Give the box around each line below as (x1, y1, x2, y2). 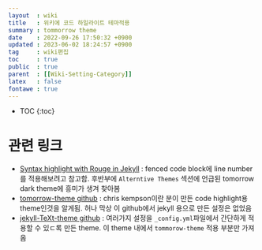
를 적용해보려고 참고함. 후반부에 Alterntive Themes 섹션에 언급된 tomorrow (19, 174, 255, 184)
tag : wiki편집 (8, 48, 69, 56)
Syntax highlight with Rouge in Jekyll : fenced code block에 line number (19, 164, 253, 174)
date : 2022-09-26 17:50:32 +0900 (8, 33, 133, 42)
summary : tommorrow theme (8, 26, 97, 34)
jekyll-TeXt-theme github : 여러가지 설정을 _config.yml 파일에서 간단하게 (19, 214, 246, 223)
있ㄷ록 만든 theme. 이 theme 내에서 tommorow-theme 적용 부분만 (43, 223, 241, 233)
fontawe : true (8, 84, 58, 93)
